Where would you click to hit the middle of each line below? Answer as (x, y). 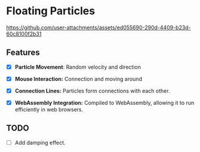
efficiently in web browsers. (49, 109)
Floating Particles (51, 11)
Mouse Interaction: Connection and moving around (78, 79)
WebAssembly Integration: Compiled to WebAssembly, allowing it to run (104, 103)
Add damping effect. (40, 142)
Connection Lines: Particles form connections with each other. (92, 91)
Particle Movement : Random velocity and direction (78, 67)
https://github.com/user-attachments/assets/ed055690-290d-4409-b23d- (99, 27)
